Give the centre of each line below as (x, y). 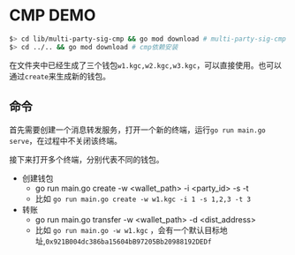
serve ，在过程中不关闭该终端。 (65, 140)
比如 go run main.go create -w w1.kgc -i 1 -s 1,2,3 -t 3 (143, 199)
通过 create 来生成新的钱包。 (60, 76)
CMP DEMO (53, 15)
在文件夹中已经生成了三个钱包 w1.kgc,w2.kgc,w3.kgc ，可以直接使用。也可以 (146, 65)
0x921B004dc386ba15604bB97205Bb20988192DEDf (129, 242)
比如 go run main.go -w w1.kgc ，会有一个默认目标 (128, 229)
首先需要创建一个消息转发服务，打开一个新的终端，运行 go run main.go (138, 130)
